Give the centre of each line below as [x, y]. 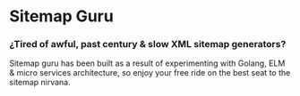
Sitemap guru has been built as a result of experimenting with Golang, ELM [147, 63]
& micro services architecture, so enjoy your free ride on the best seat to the [150, 73]
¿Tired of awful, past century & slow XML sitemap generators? [148, 44]
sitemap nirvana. [40, 83]
